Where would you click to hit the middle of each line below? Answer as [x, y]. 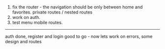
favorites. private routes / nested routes [52, 12]
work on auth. [26, 17]
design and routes [23, 41]
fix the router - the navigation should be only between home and [77, 7]
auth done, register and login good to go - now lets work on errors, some [79, 36]
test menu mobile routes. [37, 22]
